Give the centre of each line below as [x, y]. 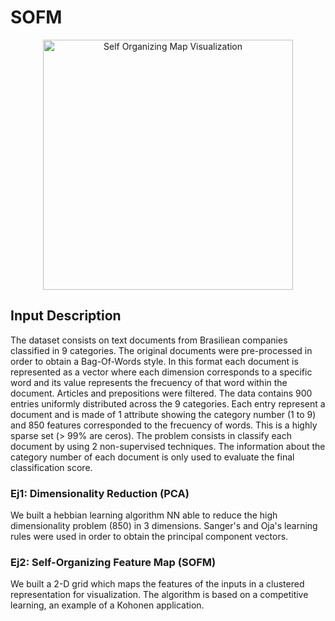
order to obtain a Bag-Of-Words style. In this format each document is [154, 361]
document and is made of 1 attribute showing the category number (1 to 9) [163, 414]
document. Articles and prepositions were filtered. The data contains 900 [161, 393]
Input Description [66, 316]
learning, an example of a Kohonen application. [107, 605]
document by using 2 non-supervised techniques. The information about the [168, 446]
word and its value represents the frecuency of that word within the [149, 382]
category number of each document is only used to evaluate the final [152, 457]
